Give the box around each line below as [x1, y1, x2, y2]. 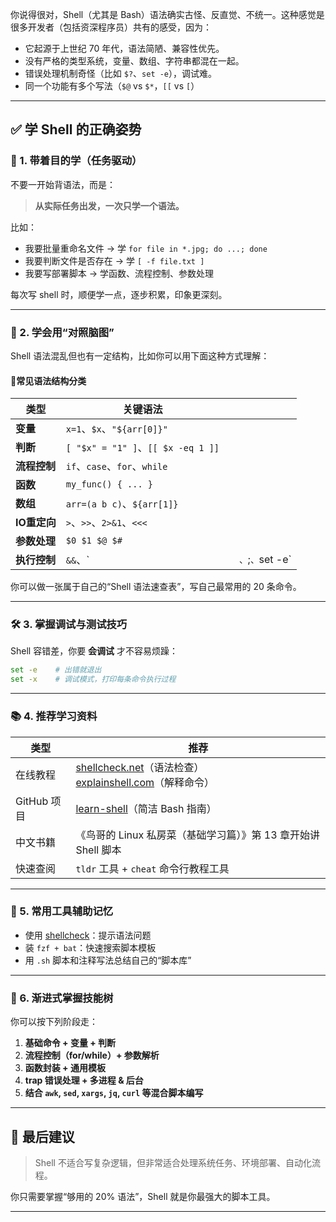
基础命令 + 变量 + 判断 [24, 1037, 117, 1049]
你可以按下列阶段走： [10, 1016, 98, 1028]
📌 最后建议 [10, 1128, 75, 1145]
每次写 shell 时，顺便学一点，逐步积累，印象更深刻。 [10, 288, 228, 300]
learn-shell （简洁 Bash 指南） [75, 801, 217, 815]
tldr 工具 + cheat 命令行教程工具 [75, 861, 230, 875]
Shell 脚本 [75, 843, 122, 857]
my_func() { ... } [65, 479, 153, 490]
